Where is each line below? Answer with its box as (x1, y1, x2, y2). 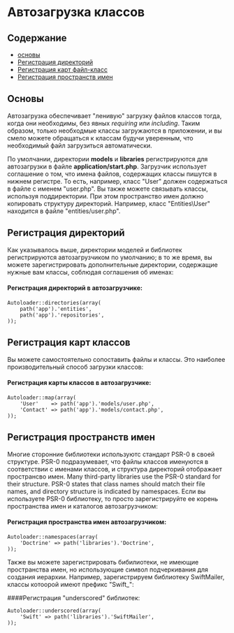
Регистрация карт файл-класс (17, 66, 108, 73)
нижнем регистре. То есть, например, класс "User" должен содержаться (7, 177, 228, 185)
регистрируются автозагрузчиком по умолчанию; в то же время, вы (7, 253, 213, 261)
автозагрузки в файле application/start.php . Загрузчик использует (7, 162, 207, 170)
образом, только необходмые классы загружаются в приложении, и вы (7, 126, 222, 135)
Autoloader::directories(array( (7, 299, 101, 306)
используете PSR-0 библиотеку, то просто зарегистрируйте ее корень (7, 494, 219, 503)
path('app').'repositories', (20, 312, 105, 319)
